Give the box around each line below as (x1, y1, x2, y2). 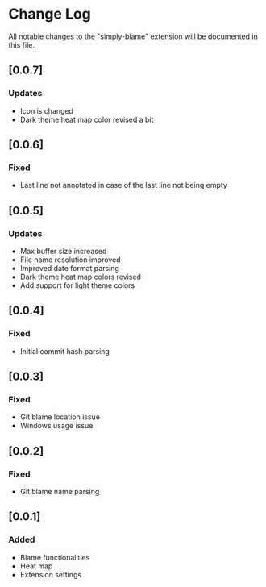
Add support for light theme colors (19, 281, 135, 290)
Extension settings (19, 569, 82, 579)
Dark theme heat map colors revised (19, 272, 141, 281)
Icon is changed (19, 106, 74, 115)
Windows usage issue (19, 421, 94, 431)
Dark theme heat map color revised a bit (19, 114, 154, 124)
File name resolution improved (19, 255, 121, 264)
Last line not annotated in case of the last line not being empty (19, 181, 227, 190)
